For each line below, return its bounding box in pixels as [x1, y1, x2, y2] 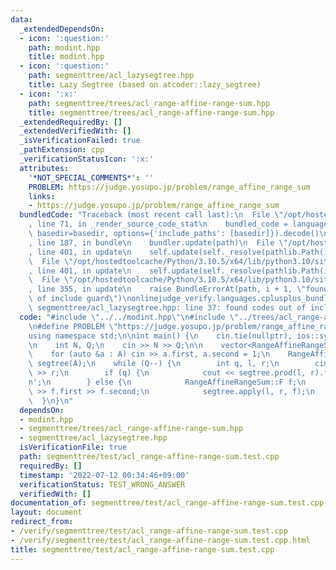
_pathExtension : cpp [19, 145, 105, 155]
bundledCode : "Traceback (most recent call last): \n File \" [19, 210, 284, 220]
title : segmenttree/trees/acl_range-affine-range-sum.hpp [28, 107, 275, 118]
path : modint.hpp [28, 42, 101, 53]
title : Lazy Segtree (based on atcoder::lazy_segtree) [28, 80, 262, 90]
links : [28, 191, 56, 201]
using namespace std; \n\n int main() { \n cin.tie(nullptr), [28, 331, 293, 341]
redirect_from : [10, 517, 74, 527]
